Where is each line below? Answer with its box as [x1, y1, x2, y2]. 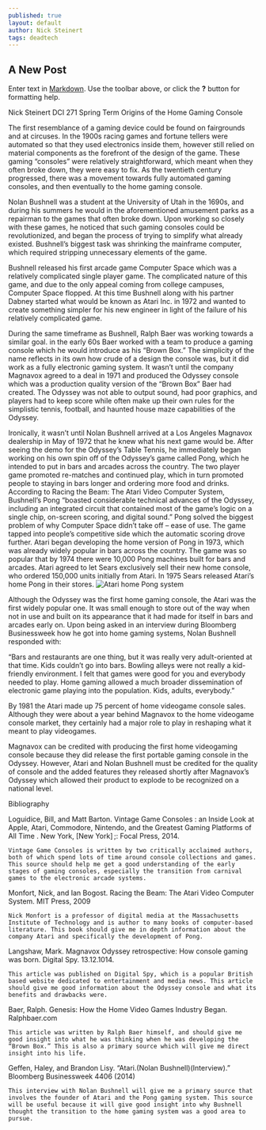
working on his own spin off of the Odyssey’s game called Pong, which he [8, 453, 249, 463]
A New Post [8, 63, 67, 76]
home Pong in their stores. [8, 579, 95, 590]
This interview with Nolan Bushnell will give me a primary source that [8, 1087, 253, 1095]
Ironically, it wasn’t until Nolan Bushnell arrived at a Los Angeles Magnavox [8, 428, 253, 438]
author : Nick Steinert [8, 26, 83, 34]
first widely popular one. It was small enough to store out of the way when [8, 603, 250, 613]
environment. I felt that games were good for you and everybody [35, 669, 246, 679]
